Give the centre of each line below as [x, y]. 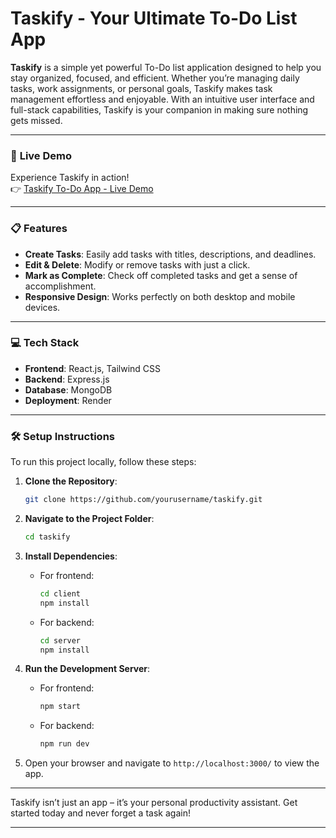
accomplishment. [60, 286]
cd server [60, 640]
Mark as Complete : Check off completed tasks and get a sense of [161, 275]
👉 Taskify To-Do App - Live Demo [82, 189]
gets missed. [36, 120]
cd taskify [47, 537]
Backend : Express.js [67, 379]
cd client [60, 593]
